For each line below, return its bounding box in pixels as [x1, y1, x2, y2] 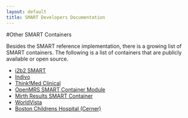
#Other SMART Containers [6, 31, 72, 38]
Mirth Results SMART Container [14, 92, 93, 99]
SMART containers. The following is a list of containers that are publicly [6, 49, 182, 56]
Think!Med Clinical [14, 79, 61, 87]
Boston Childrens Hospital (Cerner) [14, 105, 101, 112]
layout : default [6, 8, 47, 15]
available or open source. [6, 55, 69, 62]
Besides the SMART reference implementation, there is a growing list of [6, 43, 182, 50]
